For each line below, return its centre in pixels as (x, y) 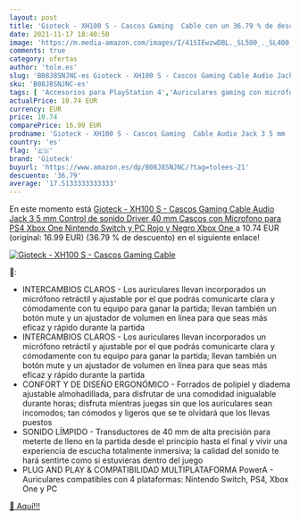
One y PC (40, 489)
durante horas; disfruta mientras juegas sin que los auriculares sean (147, 404)
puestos (37, 423)
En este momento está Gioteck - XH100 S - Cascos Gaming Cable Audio (142, 209)
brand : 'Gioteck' (42, 159)
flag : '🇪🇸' (31, 150)
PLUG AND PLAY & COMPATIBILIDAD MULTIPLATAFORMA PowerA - (148, 470)
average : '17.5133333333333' (63, 184)
